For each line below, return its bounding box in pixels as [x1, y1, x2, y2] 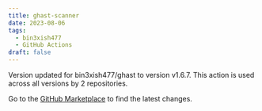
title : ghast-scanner [8, 11, 80, 20]
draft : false [8, 48, 51, 56]
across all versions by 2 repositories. [8, 78, 128, 88]
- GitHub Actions [15, 41, 73, 49]
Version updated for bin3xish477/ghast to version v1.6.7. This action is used [8, 71, 255, 79]
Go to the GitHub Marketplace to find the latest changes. [8, 94, 192, 103]
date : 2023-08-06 [8, 19, 66, 27]
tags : [8, 26, 26, 34]
